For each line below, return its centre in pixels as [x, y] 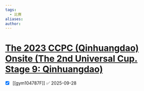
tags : [11, 10]
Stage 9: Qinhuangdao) [54, 69]
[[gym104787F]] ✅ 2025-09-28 [44, 83]
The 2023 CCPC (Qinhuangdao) [72, 48]
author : [13, 24]
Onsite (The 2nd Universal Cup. [72, 59]
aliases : [14, 19]
